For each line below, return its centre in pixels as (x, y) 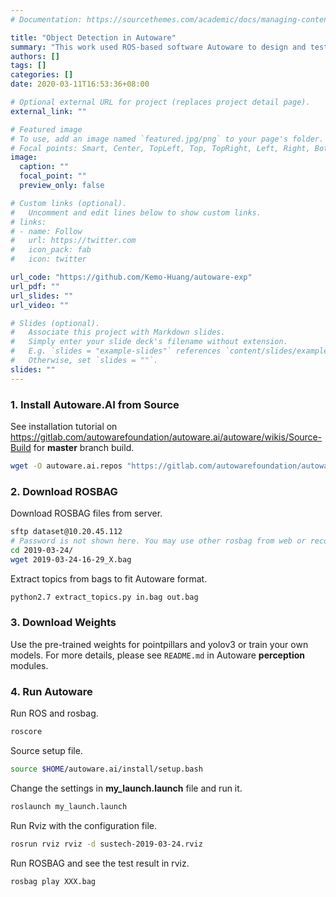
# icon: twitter (48, 259)
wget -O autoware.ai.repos (66, 466)
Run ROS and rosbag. (54, 713)
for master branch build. (84, 447)
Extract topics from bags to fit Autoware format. (109, 578)
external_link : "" (48, 111)
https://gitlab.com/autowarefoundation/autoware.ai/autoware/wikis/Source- (166, 437)
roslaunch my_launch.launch (69, 806)
